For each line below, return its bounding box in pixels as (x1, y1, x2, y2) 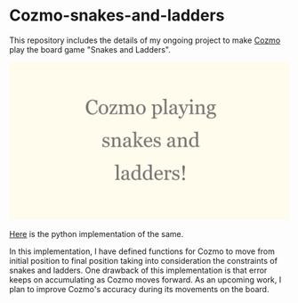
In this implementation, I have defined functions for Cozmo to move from (9, 246, 276, 257)
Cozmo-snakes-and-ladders (9, 5, 225, 26)
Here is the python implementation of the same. (9, 229, 184, 240)
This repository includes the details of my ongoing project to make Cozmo (9, 35, 281, 45)
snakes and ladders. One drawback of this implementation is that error (9, 265, 268, 276)
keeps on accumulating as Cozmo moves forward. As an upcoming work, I (9, 274, 282, 285)
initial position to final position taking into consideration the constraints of (9, 256, 278, 266)
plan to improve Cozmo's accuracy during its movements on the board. (9, 284, 270, 295)
